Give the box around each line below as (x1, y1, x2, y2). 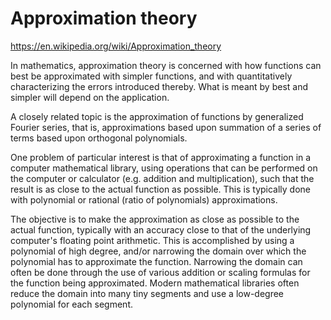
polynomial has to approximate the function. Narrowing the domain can (10, 255, 303, 267)
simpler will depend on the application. (10, 91, 170, 103)
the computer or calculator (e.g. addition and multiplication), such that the (10, 172, 315, 184)
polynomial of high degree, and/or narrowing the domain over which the (10, 245, 307, 257)
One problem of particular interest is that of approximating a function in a (10, 151, 312, 163)
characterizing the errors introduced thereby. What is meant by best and (10, 80, 308, 92)
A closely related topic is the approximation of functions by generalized (10, 110, 304, 122)
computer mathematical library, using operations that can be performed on (10, 162, 318, 174)
